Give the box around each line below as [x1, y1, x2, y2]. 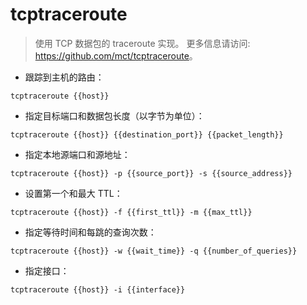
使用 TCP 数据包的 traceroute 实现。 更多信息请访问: [34, 37, 251, 49]
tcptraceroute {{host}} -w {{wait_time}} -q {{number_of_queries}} [10, 246, 298, 256]
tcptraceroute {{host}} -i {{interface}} [10, 284, 186, 295]
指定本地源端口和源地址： [24, 148, 131, 160]
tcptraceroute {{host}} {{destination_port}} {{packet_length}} [10, 129, 284, 140]
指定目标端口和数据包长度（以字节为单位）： [24, 109, 205, 122]
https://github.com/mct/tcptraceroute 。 [34, 49, 198, 62]
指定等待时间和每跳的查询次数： [24, 226, 157, 238]
